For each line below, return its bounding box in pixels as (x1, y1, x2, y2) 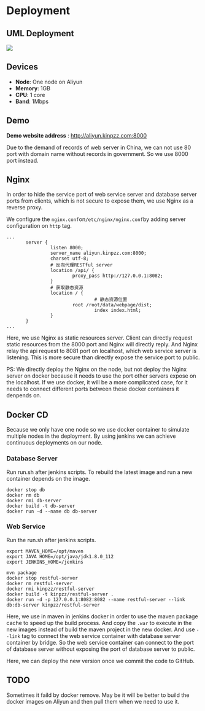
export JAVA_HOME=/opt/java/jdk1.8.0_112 (6, 553, 114, 559)
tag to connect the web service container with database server (21, 632, 181, 639)
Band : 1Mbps (15, 98, 49, 105)
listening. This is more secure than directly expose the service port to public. (6, 354, 200, 361)
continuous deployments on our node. (6, 439, 103, 446)
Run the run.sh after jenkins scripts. (6, 536, 96, 543)
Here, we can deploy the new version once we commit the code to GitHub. (6, 657, 195, 664)
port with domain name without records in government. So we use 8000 (6, 150, 188, 157)
